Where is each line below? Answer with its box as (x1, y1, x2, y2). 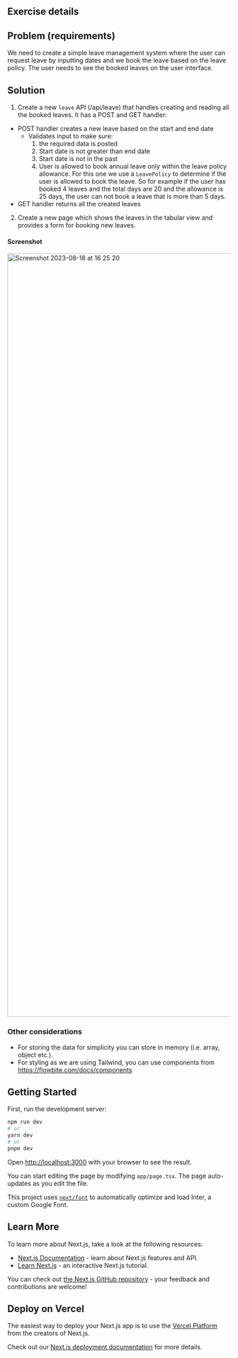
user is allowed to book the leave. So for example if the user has (38, 177, 226, 186)
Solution (7, 84, 45, 96)
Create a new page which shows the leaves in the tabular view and (17, 213, 213, 222)
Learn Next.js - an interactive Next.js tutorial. (17, 1261, 149, 1269)
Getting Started (7, 1086, 77, 1098)
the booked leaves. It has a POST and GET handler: (17, 111, 168, 119)
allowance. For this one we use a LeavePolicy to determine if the (38, 169, 227, 178)
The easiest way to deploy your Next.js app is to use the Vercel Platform (7, 1322, 218, 1330)
